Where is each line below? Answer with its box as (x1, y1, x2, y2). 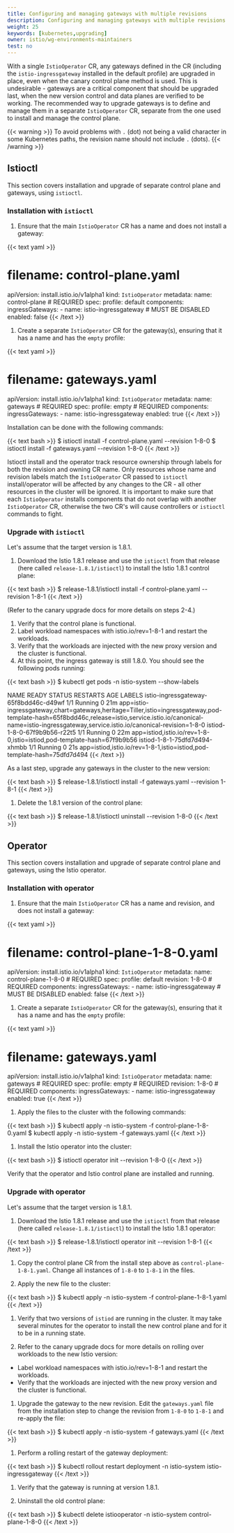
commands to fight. (7, 510, 63, 518)
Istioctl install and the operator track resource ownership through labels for (7, 457, 222, 466)
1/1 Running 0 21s (29, 743, 79, 751)
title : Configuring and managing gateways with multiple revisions (7, 10, 208, 17)
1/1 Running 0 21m (65, 698, 118, 707)
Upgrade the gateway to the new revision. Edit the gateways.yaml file (17, 1399, 214, 1407)
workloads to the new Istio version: (17, 1350, 118, 1358)
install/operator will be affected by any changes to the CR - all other (7, 480, 202, 488)
